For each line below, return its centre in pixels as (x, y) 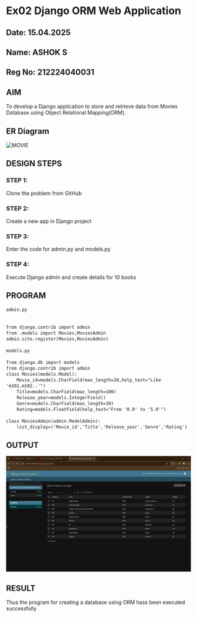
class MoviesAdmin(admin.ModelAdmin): (53, 421)
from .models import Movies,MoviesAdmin (56, 333)
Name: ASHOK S (37, 52)
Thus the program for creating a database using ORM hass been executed (96, 602)
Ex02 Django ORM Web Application (94, 11)
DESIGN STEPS (34, 163)
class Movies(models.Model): (42, 374)
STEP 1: (17, 180)
